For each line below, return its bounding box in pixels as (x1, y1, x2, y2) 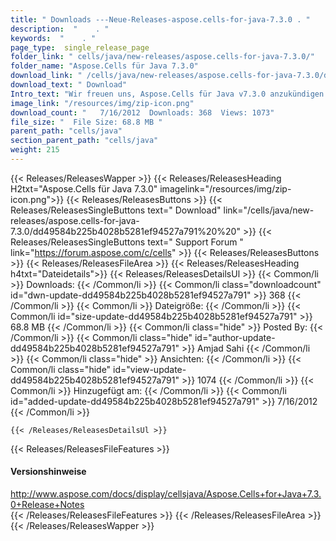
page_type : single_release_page (10, 42, 150, 53)
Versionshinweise (10, 466, 87, 478)
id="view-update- (113, 363, 187, 375)
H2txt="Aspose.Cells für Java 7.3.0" (10, 182, 158, 195)
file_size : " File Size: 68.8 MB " (10, 117, 163, 127)
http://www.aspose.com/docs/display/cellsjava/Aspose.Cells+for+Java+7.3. (10, 488, 322, 500)
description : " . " (10, 24, 110, 34)
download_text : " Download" (10, 80, 128, 90)
